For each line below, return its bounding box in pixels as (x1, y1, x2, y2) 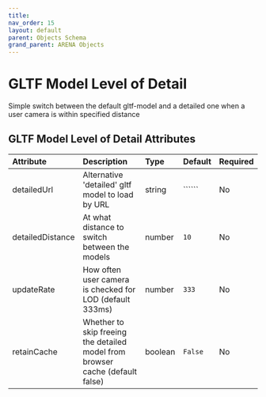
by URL (82, 198, 110, 210)
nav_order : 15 (8, 19, 55, 27)
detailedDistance (12, 231, 75, 242)
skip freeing (82, 326, 127, 337)
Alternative (82, 169, 123, 180)
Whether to (82, 316, 124, 327)
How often (82, 264, 121, 275)
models (82, 251, 111, 262)
